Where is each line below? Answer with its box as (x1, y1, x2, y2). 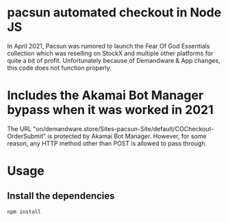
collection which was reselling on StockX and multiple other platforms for (7, 49, 214, 57)
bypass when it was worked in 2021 (7, 102, 214, 117)
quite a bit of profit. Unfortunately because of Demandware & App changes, (7, 56, 220, 64)
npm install (7, 208, 41, 215)
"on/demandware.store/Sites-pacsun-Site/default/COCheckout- (33, 124, 214, 133)
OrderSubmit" (7, 132, 47, 140)
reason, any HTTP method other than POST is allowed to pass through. (7, 139, 207, 148)
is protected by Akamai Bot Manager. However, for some (47, 132, 207, 140)
